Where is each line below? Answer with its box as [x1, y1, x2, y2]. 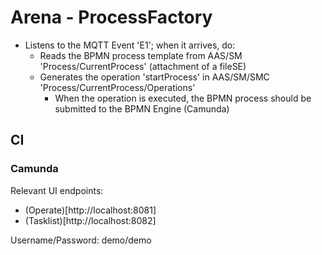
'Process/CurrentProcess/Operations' [39, 81, 196, 93]
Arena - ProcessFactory [10, 6, 213, 29]
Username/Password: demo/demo [10, 234, 152, 246]
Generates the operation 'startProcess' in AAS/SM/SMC [39, 71, 270, 83]
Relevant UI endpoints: [10, 184, 104, 196]
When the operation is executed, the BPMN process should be [54, 92, 312, 104]
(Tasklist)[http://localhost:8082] [24, 214, 157, 226]
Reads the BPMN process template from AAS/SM [39, 49, 243, 61]
